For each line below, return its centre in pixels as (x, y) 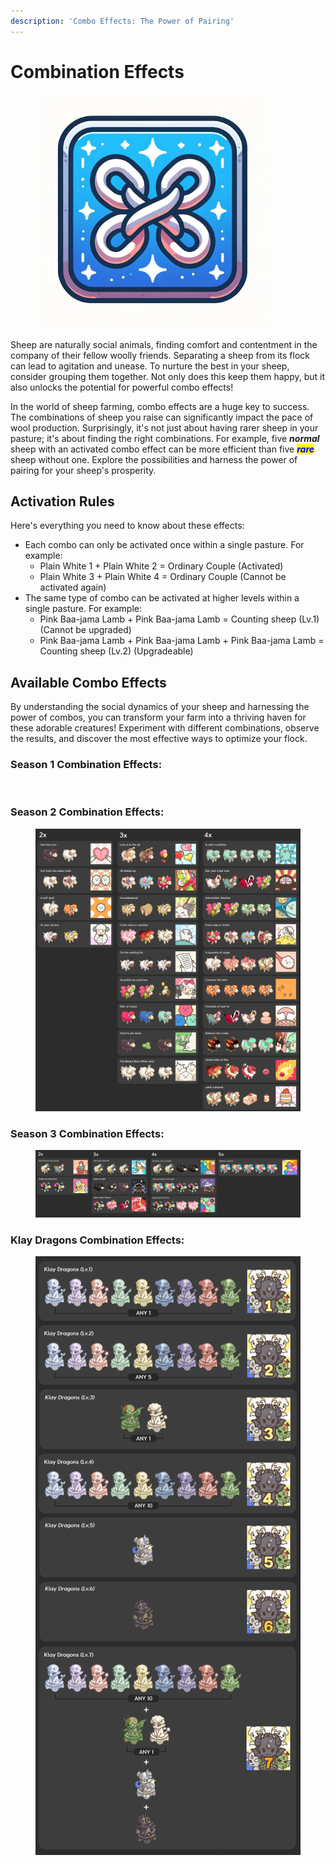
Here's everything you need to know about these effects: (127, 526)
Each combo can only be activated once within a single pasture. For (164, 545)
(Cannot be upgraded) (85, 630)
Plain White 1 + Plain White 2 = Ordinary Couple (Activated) (161, 566)
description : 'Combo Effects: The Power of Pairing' (122, 21)
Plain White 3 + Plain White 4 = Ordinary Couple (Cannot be (163, 577)
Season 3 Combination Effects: (87, 1133)
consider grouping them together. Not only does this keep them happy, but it (168, 376)
